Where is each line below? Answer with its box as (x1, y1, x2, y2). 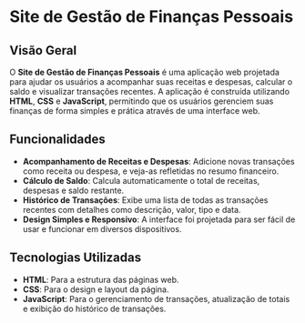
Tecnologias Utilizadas (9, 250, 142, 266)
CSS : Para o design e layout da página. (22, 284, 169, 295)
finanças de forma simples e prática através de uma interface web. (9, 106, 261, 116)
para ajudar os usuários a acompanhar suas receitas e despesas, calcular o (9, 76, 293, 87)
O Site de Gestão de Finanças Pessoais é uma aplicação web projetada (9, 66, 280, 77)
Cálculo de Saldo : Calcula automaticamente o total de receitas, (22, 175, 260, 186)
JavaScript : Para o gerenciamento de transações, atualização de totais (22, 293, 290, 304)
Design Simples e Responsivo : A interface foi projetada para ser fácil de (22, 214, 296, 225)
